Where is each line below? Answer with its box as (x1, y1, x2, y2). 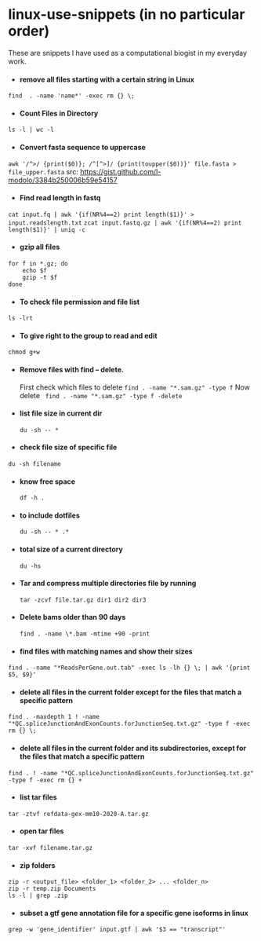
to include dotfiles (19, 511, 80, 520)
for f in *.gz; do (8, 259, 68, 268)
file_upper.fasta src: (8, 167, 78, 176)
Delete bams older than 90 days (19, 613, 126, 622)
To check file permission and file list (19, 297, 140, 306)
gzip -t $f (22, 273, 58, 281)
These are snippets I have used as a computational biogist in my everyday (8, 48, 248, 57)
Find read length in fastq (19, 193, 101, 203)
